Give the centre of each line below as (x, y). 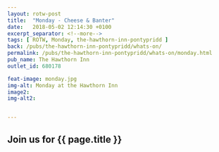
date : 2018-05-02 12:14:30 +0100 (60, 27)
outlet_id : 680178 (34, 66)
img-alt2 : (22, 99)
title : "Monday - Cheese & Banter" (61, 20)
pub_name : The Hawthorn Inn (49, 60)
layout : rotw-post (34, 14)
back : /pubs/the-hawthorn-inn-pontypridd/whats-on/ (85, 46)
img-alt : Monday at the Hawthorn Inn (63, 85)
